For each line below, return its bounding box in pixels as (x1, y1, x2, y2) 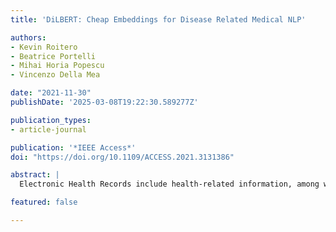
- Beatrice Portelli (10, 51, 97, 61)
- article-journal (10, 124, 87, 135)
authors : (10, 32, 47, 43)
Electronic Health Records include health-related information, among (19, 179, 320, 190)
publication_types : (10, 115, 92, 125)
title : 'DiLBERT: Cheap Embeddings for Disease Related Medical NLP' (10, 14, 307, 25)
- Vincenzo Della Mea (10, 70, 101, 80)
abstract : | (10, 170, 60, 180)
